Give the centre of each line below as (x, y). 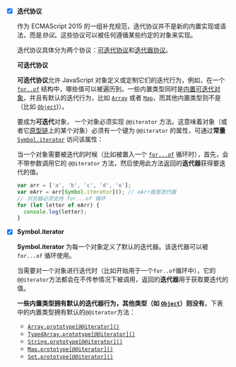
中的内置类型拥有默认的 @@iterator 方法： (76, 312)
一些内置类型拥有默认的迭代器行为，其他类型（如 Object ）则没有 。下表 (120, 303)
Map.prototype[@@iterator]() (70, 349)
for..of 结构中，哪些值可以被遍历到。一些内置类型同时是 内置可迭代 (116, 89)
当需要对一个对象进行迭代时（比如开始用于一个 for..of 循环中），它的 (116, 271)
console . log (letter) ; (55, 211)
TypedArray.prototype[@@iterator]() (81, 334)
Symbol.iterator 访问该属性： (60, 139)
